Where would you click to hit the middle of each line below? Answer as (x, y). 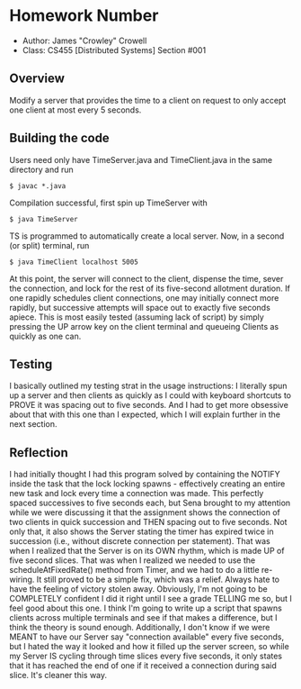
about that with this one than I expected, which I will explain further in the (145, 414)
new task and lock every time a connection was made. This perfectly (137, 494)
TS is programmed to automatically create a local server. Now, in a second (147, 236)
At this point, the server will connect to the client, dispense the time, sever (146, 278)
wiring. (22, 580)
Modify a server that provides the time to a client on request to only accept (148, 100)
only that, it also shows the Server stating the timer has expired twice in (142, 531)
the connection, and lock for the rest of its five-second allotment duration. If (150, 288)
